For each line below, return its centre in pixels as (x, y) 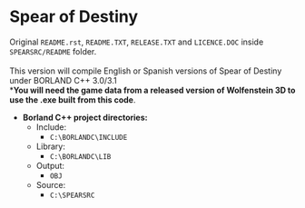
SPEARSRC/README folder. (53, 51)
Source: (51, 184)
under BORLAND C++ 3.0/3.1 (63, 80)
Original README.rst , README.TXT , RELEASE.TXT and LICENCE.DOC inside (137, 42)
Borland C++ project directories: (85, 117)
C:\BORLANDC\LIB (80, 156)
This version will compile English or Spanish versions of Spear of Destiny (146, 71)
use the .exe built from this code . (73, 99)
